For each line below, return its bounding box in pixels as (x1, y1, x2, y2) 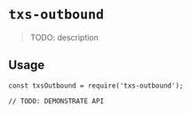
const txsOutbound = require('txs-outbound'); (8, 81, 184, 90)
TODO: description (29, 32, 99, 42)
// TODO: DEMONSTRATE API (8, 96, 104, 105)
